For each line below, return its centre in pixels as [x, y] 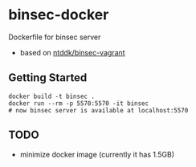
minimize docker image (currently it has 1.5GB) [97, 154]
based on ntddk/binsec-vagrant [73, 52]
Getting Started [48, 78]
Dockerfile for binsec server [55, 37]
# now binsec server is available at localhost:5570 [98, 110]
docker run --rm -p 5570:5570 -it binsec [79, 103]
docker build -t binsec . [51, 96]
